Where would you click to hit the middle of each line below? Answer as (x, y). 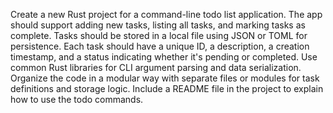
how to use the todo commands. (77, 99)
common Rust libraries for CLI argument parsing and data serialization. (156, 67)
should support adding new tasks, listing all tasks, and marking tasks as (158, 25)
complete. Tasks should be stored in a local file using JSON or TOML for (159, 35)
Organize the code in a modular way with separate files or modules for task (165, 78)
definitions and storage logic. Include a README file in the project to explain (167, 88)
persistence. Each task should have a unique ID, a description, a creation (160, 46)
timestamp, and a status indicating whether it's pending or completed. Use (164, 57)
